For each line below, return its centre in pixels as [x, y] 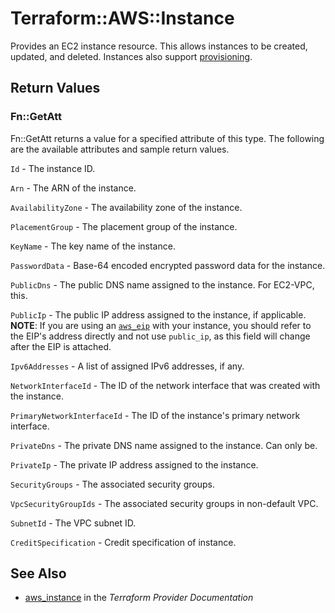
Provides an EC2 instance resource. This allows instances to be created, [159, 46]
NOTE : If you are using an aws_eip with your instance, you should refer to [161, 325]
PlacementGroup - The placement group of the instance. [124, 226]
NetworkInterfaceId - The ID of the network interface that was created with [165, 385]
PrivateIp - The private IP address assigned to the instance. [134, 464]
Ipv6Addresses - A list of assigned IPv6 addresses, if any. [127, 366]
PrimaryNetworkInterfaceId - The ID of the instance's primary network [155, 415]
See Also [38, 573]
